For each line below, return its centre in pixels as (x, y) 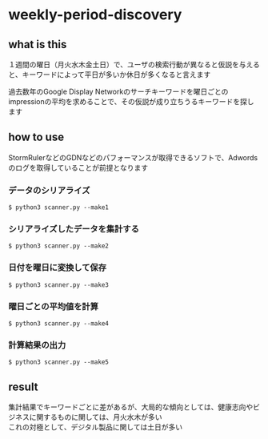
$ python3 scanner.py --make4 (59, 324)
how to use (36, 137)
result (23, 387)
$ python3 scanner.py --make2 (59, 246)
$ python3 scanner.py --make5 (59, 362)
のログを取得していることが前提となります (78, 167)
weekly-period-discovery (95, 15)
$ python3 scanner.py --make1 (59, 207)
